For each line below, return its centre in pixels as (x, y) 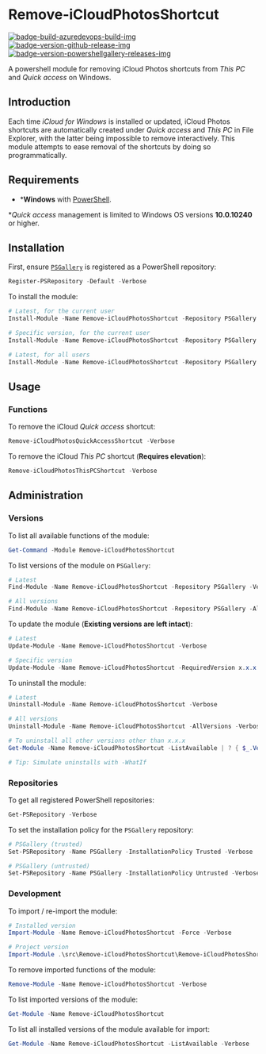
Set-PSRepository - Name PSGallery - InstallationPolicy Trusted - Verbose (131, 852)
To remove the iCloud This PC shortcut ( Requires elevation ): (107, 456)
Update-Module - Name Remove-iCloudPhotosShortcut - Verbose (108, 646)
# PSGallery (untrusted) (49, 866)
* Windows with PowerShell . (66, 199)
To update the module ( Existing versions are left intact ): (101, 624)
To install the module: (43, 297)
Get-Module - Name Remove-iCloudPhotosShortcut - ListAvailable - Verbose (129, 1044)
